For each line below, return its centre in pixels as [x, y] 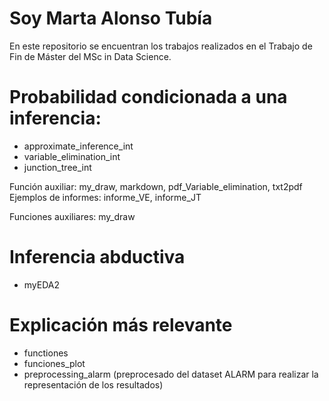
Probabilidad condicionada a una [148, 97]
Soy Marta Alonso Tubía [111, 18]
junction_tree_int [57, 167]
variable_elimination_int [72, 156]
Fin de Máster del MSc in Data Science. [90, 56]
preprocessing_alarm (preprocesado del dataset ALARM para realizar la [171, 374]
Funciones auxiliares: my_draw [72, 216]
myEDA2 [42, 284]
